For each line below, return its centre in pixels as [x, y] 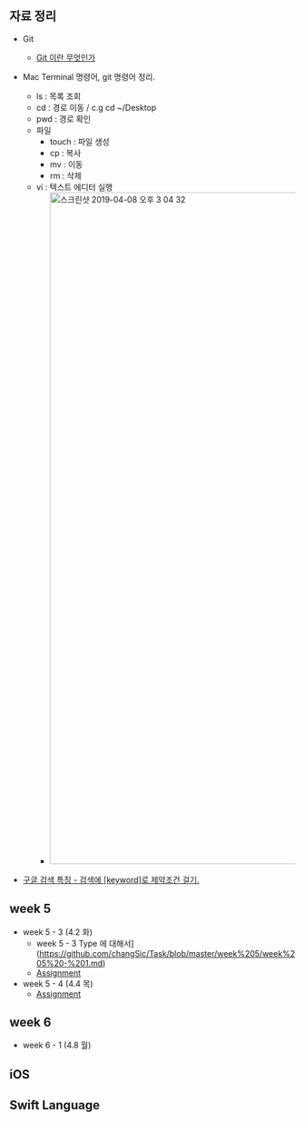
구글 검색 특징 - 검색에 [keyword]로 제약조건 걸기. [111, 879]
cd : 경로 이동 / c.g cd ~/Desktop [96, 107]
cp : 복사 [65, 153]
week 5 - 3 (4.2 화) [58, 932]
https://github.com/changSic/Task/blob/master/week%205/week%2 [167, 953]
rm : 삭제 [65, 175]
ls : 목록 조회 [59, 96]
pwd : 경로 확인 [64, 119]
